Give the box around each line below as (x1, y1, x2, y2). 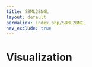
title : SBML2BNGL (6, 8, 49, 15)
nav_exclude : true (6, 25, 52, 31)
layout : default (6, 14, 46, 20)
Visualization (6, 51, 72, 64)
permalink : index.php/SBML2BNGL (6, 20, 86, 25)
